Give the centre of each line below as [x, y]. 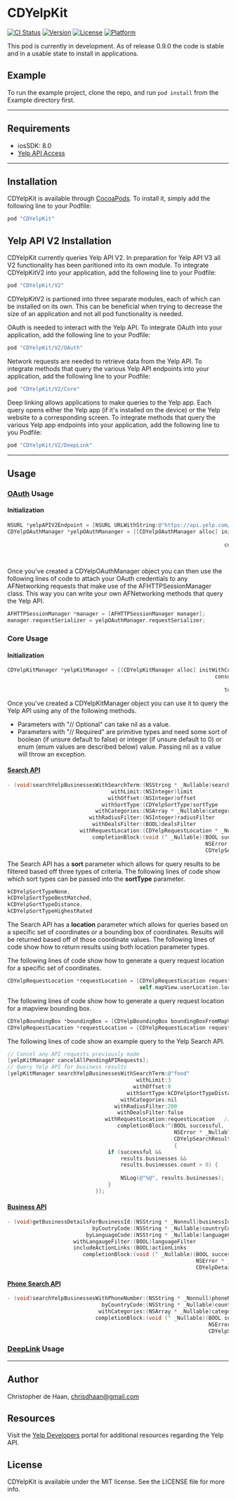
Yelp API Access [41, 153]
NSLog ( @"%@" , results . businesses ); [172, 1178]
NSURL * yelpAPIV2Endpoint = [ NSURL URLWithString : [83, 525]
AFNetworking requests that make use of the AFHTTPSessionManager [110, 586]
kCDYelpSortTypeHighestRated [50, 911]
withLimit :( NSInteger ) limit [152, 792]
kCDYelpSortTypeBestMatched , [50, 898]
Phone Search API [34, 1283]
